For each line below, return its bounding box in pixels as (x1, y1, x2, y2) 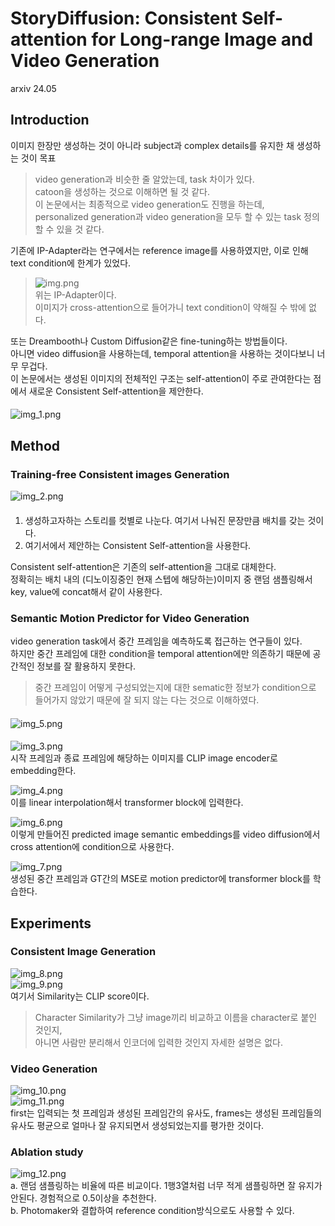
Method (10, 437, 61, 454)
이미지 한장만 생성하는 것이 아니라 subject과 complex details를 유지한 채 (10, 139, 295, 151)
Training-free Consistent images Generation (10, 467, 230, 481)
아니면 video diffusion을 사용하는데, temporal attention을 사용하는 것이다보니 (10, 347, 315, 359)
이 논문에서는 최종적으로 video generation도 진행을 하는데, (34, 198, 265, 210)
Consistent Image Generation (10, 945, 157, 959)
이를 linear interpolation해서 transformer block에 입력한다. (10, 797, 244, 809)
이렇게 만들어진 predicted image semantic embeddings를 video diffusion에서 (10, 828, 321, 841)
